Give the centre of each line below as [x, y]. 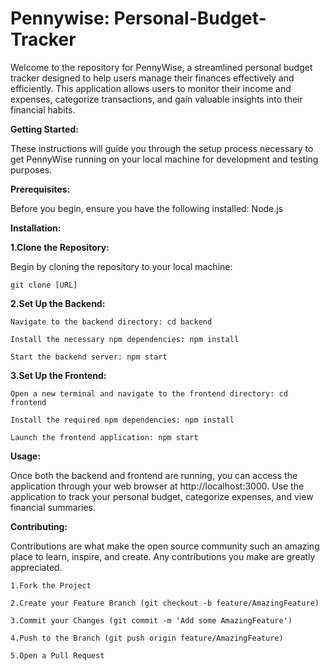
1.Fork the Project [51, 585]
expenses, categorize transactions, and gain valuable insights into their [156, 99]
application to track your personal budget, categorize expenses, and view [162, 496]
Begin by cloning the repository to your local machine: [121, 266]
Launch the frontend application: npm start [104, 437]
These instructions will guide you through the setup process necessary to [162, 148]
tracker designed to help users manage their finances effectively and [152, 78]
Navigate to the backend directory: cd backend [111, 322]
